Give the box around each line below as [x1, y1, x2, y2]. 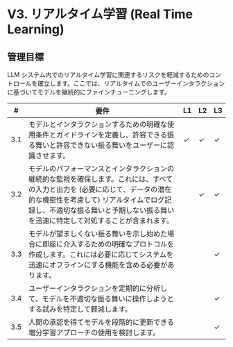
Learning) [7, 22, 64, 37]
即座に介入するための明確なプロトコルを [42, 239, 175, 248]
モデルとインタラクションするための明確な [28, 119, 168, 129]
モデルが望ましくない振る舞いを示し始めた [28, 229, 168, 238]
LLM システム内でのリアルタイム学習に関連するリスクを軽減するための [7, 71, 209, 78]
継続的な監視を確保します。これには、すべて [28, 174, 173, 184]
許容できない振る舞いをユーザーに [56, 140, 168, 150]
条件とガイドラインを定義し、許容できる [35, 130, 168, 139]
